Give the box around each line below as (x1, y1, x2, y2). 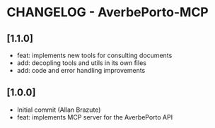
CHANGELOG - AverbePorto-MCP (6, 4, 209, 21)
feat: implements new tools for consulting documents (16, 51, 173, 59)
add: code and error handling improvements (16, 66, 146, 74)
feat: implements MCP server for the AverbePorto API (16, 112, 173, 121)
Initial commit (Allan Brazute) (16, 105, 101, 114)
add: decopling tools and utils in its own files (16, 59, 146, 67)
